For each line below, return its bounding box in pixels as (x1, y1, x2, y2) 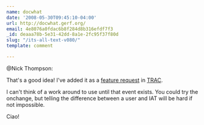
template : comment (6, 43, 53, 49)
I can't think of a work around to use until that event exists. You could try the (6, 88, 199, 95)
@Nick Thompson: (6, 64, 53, 72)
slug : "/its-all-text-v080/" (6, 37, 81, 43)
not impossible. (6, 101, 45, 108)
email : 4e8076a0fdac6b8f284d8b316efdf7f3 (6, 25, 114, 32)
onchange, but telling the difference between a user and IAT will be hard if (6, 95, 193, 102)
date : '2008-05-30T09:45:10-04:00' (6, 15, 97, 21)
